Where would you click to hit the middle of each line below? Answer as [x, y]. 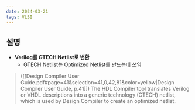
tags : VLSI [19, 17]
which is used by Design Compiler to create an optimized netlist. [98, 101]
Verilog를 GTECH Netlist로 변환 [52, 57]
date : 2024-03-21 [27, 11]
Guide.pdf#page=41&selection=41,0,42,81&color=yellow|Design [97, 82]
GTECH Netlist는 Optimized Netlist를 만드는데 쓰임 [82, 64]
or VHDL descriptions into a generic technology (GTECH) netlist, [98, 95]
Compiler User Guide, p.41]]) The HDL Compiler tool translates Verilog [105, 89]
